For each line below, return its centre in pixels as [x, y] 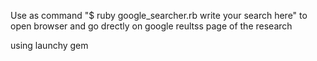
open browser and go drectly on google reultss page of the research [151, 26]
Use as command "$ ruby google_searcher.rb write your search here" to [159, 15]
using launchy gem [49, 45]
